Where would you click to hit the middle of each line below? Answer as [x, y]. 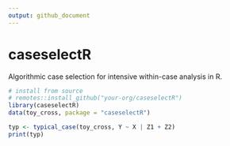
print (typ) [26, 134]
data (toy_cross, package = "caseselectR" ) [79, 113]
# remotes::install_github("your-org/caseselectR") [95, 98]
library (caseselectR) [44, 106]
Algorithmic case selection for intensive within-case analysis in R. [115, 77]
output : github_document [49, 15]
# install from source [46, 91]
